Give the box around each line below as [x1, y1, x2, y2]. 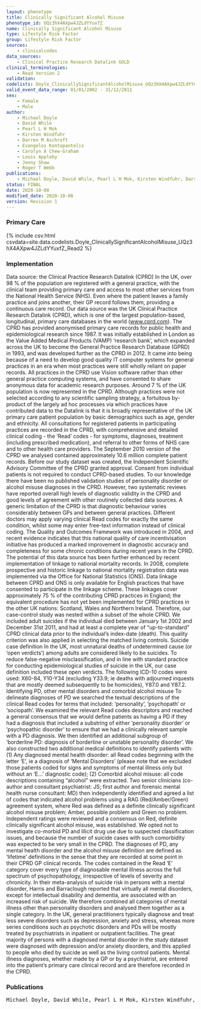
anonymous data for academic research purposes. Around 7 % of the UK [6, 382, 187, 389]
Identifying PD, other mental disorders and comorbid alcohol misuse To [6, 687, 182, 695]
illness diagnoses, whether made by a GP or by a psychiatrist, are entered [6, 955, 188, 962]
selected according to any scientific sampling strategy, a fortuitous [6, 394, 170, 401]
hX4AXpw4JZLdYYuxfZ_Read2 [6, 244, 84, 252]
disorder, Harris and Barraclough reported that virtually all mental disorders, [6, 885, 193, 892]
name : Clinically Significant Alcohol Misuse [6, 25, 121, 32]
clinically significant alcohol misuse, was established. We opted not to [6, 821, 178, 828]
